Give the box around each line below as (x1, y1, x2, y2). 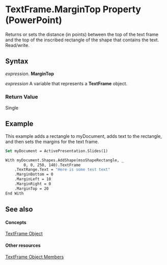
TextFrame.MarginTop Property (5, 4, 142, 15)
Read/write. (5, 42, 30, 48)
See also (5, 205, 33, 214)
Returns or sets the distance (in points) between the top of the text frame (5, 31, 159, 37)
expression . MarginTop (5, 70, 54, 77)
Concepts (5, 219, 26, 225)
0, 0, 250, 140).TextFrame (23, 162, 81, 167)
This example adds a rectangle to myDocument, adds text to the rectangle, (5, 133, 162, 139)
